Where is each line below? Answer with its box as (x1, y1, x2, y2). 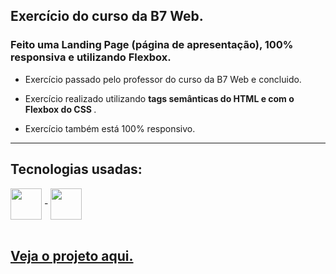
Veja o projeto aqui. (10, 247, 134, 264)
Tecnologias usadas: (10, 161, 143, 178)
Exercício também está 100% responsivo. (24, 122, 196, 134)
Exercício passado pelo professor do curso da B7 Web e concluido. (24, 73, 302, 85)
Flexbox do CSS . (24, 103, 97, 115)
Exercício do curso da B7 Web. (10, 8, 204, 25)
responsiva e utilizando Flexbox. (10, 50, 172, 64)
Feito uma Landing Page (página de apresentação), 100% (10, 38, 294, 52)
